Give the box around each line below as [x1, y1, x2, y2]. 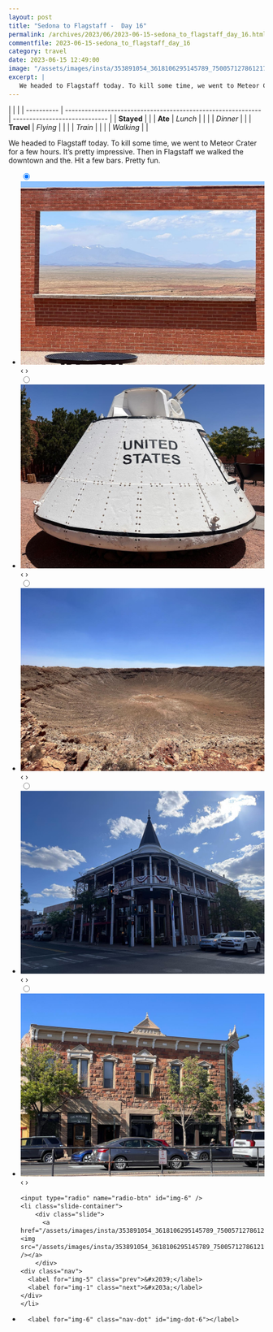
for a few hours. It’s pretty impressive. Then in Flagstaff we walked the [8, 146, 244, 156]
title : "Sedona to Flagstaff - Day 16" [8, 21, 148, 30]
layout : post [8, 13, 53, 21]
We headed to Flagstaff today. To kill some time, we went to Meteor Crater [8, 138, 258, 148]
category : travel [8, 47, 67, 56]
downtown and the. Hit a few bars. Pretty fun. [8, 155, 161, 165]
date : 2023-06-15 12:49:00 [8, 56, 100, 64]
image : [8, 65, 31, 73]
